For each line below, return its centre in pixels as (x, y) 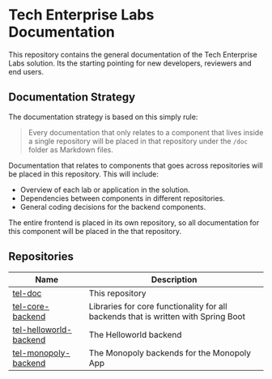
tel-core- (31, 306)
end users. (26, 71)
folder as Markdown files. (70, 149)
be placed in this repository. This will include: (84, 174)
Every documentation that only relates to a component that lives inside (146, 132)
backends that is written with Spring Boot (167, 316)
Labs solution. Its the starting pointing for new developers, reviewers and (130, 63)
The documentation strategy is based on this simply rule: (103, 117)
